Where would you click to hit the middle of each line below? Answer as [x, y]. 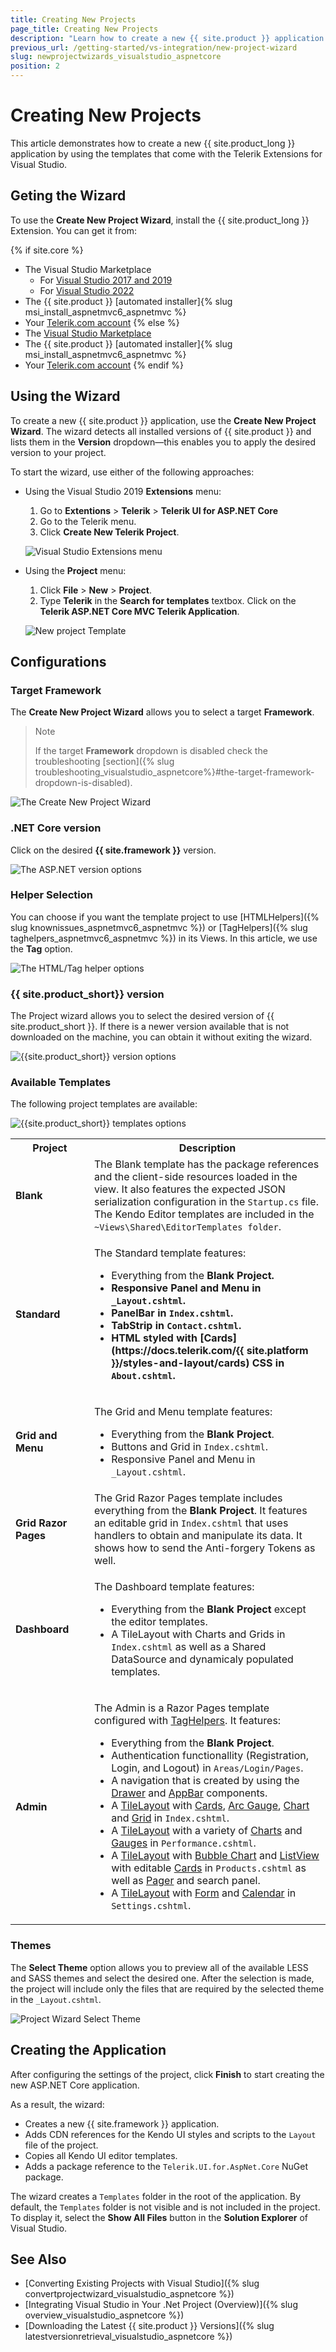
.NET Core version [56, 828]
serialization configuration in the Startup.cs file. [206, 1202]
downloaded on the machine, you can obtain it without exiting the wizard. [161, 1037]
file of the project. [61, 2145]
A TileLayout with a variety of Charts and [207, 1831]
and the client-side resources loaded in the [196, 1177]
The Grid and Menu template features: [183, 1412]
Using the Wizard [65, 396]
